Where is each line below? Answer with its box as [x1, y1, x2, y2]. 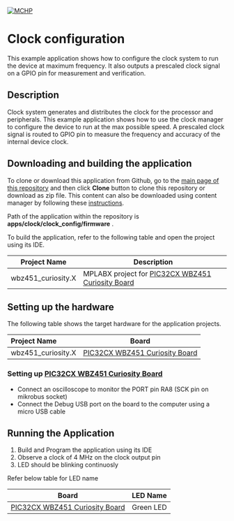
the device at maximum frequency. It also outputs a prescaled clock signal [7, 61, 221, 70]
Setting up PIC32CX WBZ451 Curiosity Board [7, 369, 163, 379]
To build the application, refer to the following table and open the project [7, 233, 215, 241]
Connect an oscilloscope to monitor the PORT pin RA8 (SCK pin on [17, 385, 209, 393]
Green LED [132, 503, 167, 513]
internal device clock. [7, 137, 69, 146]
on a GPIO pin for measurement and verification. [7, 68, 146, 77]
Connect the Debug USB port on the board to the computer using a [17, 399, 210, 408]
